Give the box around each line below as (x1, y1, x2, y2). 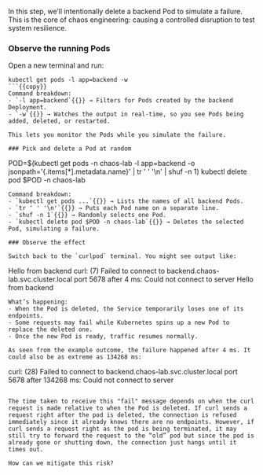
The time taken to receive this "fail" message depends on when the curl (8, 397, 255, 406)
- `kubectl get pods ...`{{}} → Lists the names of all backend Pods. (8, 197, 244, 205)
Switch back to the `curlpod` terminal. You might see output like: (8, 252, 237, 260)
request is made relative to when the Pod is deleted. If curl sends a (8, 404, 247, 412)
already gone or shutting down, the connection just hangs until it (8, 439, 237, 447)
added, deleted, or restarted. (8, 117, 111, 125)
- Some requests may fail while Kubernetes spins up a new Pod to (8, 319, 230, 327)
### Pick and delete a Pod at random (8, 145, 132, 153)
